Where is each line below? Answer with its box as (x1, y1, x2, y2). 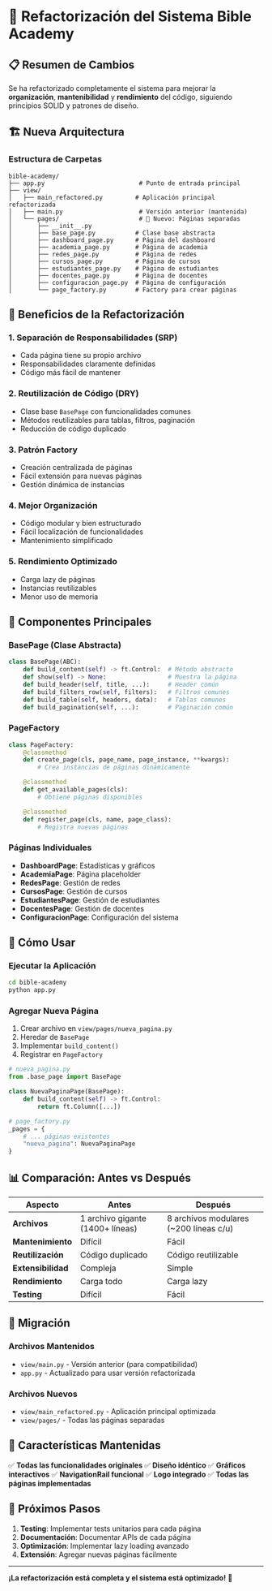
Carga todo (79, 1276, 123, 1287)
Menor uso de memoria (19, 592, 99, 601)
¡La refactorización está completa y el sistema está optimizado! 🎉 (8, 1572, 233, 1582)
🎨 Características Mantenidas (8, 1438, 162, 1452)
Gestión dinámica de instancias (19, 479, 125, 489)
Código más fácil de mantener (19, 368, 121, 377)
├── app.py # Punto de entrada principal (8, 179, 241, 188)
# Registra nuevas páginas (37, 823, 129, 831)
